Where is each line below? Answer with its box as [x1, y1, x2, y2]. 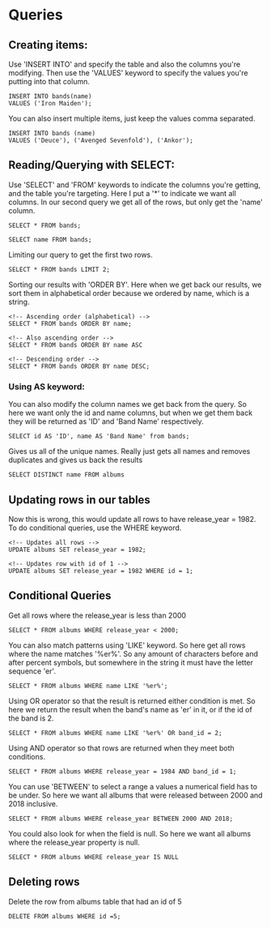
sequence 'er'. [8, 666, 57, 676]
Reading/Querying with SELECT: [8, 158, 176, 172]
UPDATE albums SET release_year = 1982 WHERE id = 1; [8, 567, 194, 575]
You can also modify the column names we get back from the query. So [8, 400, 247, 409]
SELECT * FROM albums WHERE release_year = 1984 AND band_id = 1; [8, 768, 237, 776]
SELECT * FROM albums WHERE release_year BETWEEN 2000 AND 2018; [8, 815, 233, 823]
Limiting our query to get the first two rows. [8, 250, 154, 259]
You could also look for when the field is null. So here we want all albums [8, 828, 252, 838]
